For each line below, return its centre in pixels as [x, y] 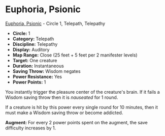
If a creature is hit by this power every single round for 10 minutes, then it [82, 107]
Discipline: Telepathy [35, 44]
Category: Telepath [33, 39]
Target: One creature [35, 60]
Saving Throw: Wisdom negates [46, 71]
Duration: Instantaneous [38, 66]
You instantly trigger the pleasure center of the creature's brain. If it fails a [82, 92]
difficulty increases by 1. [31, 128]
